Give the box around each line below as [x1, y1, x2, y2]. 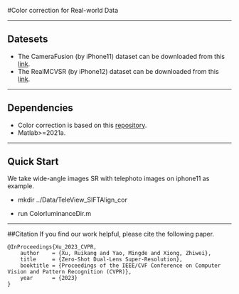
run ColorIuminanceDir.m [17, 209, 91, 218]
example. [7, 182, 34, 190]
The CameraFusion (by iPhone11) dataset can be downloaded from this [17, 52, 225, 60]
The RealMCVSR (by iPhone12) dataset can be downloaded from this [17, 67, 219, 75]
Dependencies [7, 102, 73, 114]
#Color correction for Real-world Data [7, 6, 119, 14]
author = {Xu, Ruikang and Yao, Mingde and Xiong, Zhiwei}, [20, 250, 212, 257]
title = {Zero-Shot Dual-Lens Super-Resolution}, [20, 256, 183, 263]
